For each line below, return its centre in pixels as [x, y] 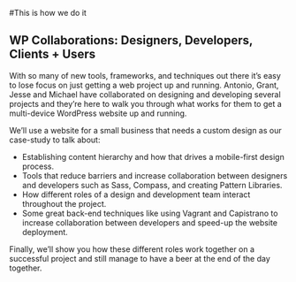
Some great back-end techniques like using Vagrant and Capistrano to [150, 213]
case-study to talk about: [55, 140]
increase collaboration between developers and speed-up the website [150, 222]
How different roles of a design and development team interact [136, 194]
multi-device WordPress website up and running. [98, 113]
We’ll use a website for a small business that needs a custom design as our [145, 130]
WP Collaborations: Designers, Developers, [131, 40]
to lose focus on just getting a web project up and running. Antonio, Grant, [144, 85]
